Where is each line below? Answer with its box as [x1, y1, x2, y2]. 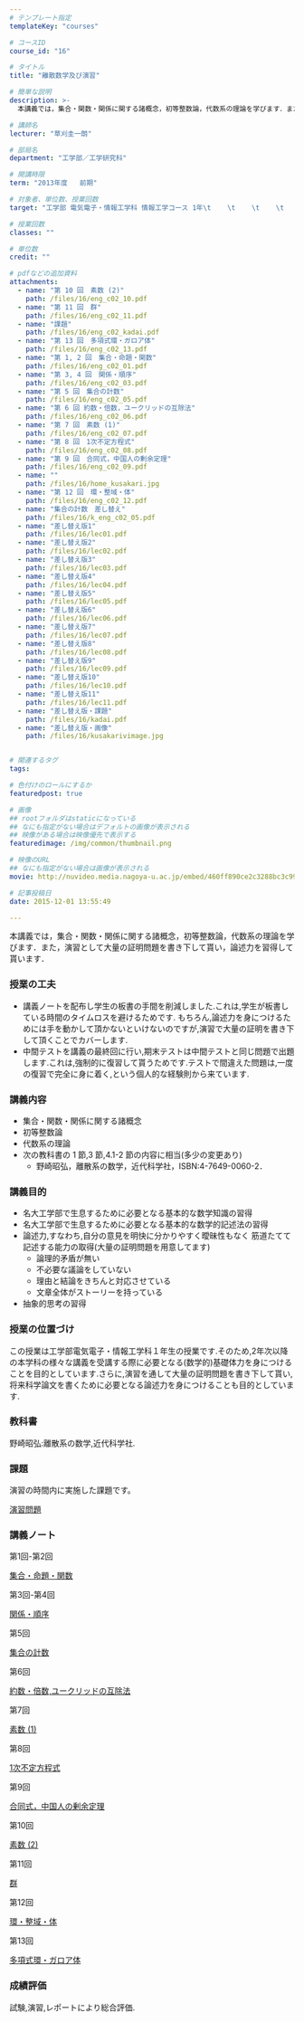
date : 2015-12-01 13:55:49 [9, 897, 111, 906]
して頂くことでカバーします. [22, 1034, 128, 1045]
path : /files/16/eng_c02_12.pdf [25, 496, 147, 505]
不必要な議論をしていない [35, 1264, 132, 1276]
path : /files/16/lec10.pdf [25, 681, 128, 690]
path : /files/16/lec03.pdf [25, 563, 128, 573]
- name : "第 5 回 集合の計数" [17, 386, 125, 396]
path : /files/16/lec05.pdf [25, 597, 128, 606]
